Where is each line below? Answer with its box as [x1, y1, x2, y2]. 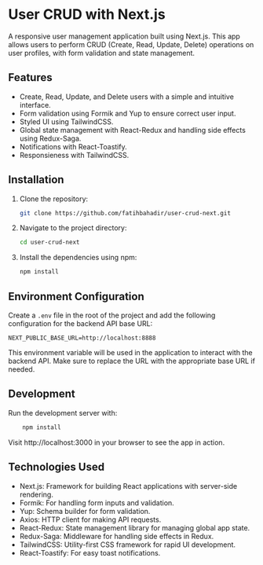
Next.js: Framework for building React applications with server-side [19, 481, 238, 490]
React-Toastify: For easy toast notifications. [19, 548, 161, 557]
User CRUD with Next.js [8, 6, 166, 24]
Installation [8, 173, 64, 186]
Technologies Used [8, 460, 104, 474]
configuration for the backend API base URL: [8, 319, 153, 328]
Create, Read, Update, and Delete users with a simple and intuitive [19, 92, 234, 101]
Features [8, 71, 53, 84]
